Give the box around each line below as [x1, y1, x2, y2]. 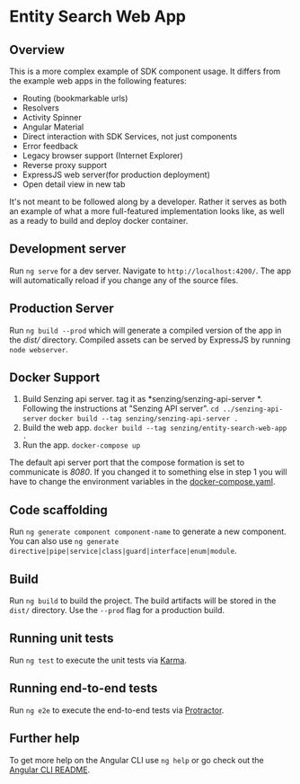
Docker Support [9, 370, 101, 386]
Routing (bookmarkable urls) [22, 93, 128, 103]
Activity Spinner [22, 112, 83, 122]
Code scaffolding [9, 502, 108, 518]
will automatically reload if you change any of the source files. [9, 274, 239, 285]
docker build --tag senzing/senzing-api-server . [49, 414, 239, 423]
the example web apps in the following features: [9, 76, 187, 86]
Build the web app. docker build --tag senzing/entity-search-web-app [22, 423, 287, 433]
